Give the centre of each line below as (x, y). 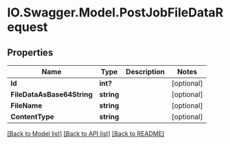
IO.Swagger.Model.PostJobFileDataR (115, 13)
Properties (30, 52)
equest (27, 27)
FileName (26, 106)
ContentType (33, 117)
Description (146, 72)
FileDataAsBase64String (51, 94)
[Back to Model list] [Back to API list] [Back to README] (86, 134)
